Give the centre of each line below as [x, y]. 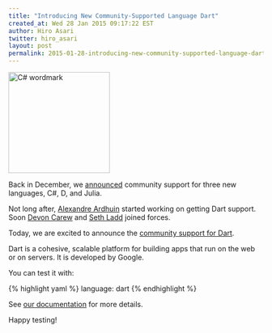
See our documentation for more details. [76, 304]
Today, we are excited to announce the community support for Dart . [121, 233]
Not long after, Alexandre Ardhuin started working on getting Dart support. [132, 209]
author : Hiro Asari [41, 31]
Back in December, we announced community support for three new [123, 184]
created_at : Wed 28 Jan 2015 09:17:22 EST [81, 23]
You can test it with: [41, 273]
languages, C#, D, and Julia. [55, 193]
